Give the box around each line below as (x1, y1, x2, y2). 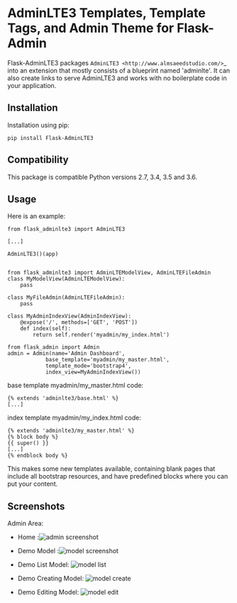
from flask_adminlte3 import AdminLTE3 (7, 226, 126, 233)
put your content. (7, 479, 58, 488)
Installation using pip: (7, 121, 70, 129)
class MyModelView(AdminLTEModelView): (7, 276, 126, 283)
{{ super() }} (7, 440, 50, 447)
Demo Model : (17, 547, 59, 555)
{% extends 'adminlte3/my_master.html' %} (7, 428, 135, 435)
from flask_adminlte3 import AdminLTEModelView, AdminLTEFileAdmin (7, 269, 211, 276)
